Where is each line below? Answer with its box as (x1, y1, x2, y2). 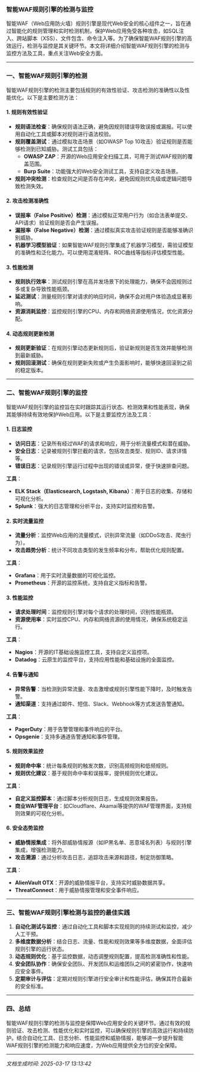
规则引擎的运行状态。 (14, 946, 67, 953)
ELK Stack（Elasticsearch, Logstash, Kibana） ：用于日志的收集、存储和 (14, 487, 192, 495)
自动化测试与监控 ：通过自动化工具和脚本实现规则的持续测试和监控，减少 (14, 923, 192, 930)
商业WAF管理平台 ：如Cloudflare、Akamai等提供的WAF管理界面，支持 (14, 802, 187, 809)
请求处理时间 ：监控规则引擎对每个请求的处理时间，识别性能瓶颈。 (14, 608, 177, 616)
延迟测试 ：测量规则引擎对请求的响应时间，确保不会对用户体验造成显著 (14, 293, 187, 300)
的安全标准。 (14, 983, 46, 990)
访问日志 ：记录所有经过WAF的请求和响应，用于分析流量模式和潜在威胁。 (14, 440, 193, 447)
